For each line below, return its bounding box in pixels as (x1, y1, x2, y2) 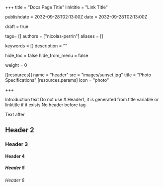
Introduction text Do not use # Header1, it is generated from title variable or (5, 97, 159, 102)
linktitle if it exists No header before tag (5, 102, 86, 108)
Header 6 (5, 177, 25, 183)
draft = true (5, 23, 29, 29)
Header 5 (5, 165, 25, 171)
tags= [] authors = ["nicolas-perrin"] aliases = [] (5, 33, 103, 39)
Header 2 (5, 126, 35, 134)
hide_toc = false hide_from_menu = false (5, 52, 88, 58)
